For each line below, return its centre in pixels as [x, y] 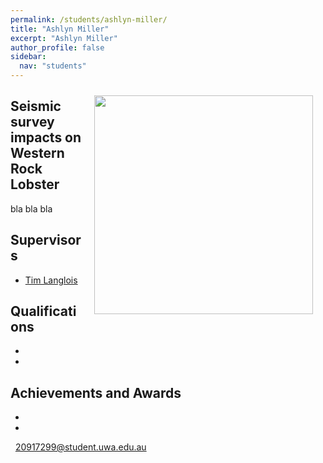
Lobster [35, 184]
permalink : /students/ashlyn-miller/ [89, 19]
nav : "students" [53, 66]
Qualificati [43, 311]
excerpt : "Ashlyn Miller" [64, 38]
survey [32, 122]
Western [37, 153]
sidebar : [28, 57]
